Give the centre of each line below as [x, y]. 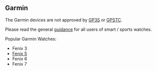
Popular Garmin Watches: [31, 39]
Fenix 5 [20, 53]
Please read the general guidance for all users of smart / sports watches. [78, 29]
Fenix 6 [20, 59]
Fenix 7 [19, 64]
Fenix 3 [20, 48]
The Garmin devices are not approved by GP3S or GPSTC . [64, 20]
